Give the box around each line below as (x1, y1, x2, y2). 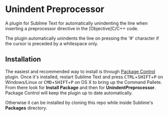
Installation (5, 55, 41, 64)
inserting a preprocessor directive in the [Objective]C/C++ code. (5, 25, 139, 31)
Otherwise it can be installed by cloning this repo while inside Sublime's (5, 99, 153, 105)
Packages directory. (5, 104, 48, 111)
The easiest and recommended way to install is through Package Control (5, 68, 155, 74)
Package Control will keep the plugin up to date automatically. (5, 89, 133, 96)
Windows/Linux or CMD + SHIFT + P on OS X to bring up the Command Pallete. (5, 79, 162, 85)
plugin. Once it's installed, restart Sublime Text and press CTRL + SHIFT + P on (5, 74, 163, 80)
